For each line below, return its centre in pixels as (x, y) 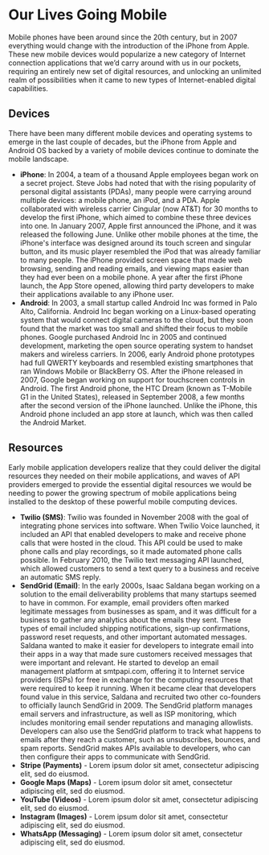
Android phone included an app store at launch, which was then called (137, 414)
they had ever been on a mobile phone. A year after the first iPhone (131, 277)
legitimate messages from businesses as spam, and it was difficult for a (138, 611)
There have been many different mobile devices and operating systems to (130, 133)
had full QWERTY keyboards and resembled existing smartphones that (137, 362)
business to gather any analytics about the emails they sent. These (130, 620)
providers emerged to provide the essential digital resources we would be (130, 484)
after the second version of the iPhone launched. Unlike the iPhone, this (139, 405)
